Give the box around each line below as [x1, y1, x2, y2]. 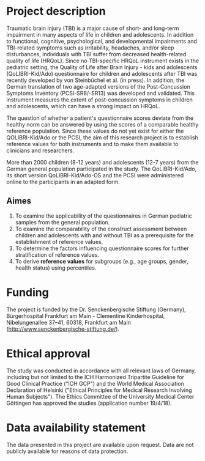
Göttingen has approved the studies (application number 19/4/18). [6, 399, 173, 407]
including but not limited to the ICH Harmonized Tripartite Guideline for [6, 373, 185, 380]
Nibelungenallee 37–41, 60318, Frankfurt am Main [6, 319, 132, 326]
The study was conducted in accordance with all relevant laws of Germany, [6, 367, 196, 374]
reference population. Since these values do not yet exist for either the [6, 127, 184, 135]
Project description [6, 4, 106, 18]
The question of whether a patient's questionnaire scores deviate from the [6, 114, 194, 122]
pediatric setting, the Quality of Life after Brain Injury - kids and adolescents [6, 63, 198, 71]
